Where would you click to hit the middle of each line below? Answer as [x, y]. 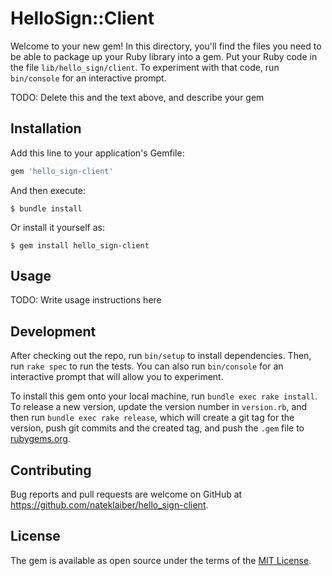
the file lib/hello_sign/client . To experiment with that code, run [145, 67]
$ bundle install [46, 208]
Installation [46, 128]
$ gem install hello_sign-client [80, 245]
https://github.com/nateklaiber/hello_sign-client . [109, 505]
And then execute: [48, 190]
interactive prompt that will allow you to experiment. [117, 377]
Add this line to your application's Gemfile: [97, 153]
